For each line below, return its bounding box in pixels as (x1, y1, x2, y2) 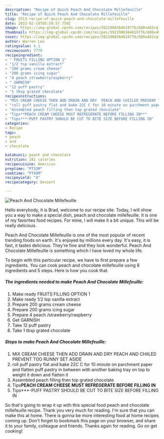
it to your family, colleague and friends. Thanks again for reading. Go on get (5, 423, 158, 429)
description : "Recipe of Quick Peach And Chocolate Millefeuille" (5, 7, 143, 12)
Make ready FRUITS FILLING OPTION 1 (12, 291, 90, 297)
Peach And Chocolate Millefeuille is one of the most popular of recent (5, 232, 145, 238)
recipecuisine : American (5, 162, 56, 166)
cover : (5, 35, 19, 40)
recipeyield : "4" (5, 175, 41, 180)
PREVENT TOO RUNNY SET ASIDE (12, 356, 82, 362)
